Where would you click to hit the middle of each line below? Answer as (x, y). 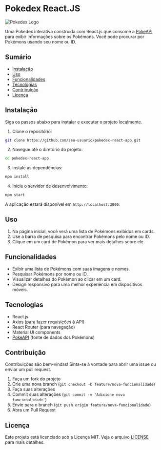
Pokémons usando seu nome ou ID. (41, 41)
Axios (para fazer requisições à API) (48, 322)
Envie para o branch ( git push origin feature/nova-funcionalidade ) (81, 405)
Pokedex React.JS (43, 9)
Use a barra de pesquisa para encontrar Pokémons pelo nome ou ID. (81, 236)
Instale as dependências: (37, 168)
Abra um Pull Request (34, 410)
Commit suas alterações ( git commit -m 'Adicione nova (69, 394)
